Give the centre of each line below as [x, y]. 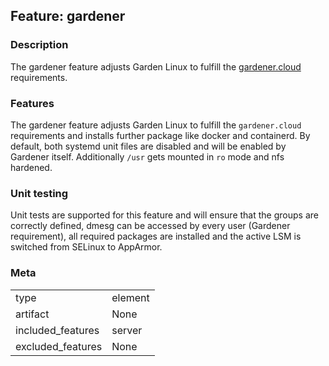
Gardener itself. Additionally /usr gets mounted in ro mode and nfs [147, 156]
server [127, 330]
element [130, 297]
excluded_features [59, 346]
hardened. [31, 167]
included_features [57, 330]
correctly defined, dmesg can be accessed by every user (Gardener [150, 226]
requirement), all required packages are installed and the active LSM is [156, 236]
